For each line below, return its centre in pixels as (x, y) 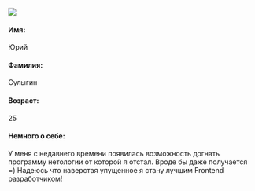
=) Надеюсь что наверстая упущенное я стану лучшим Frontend (116, 170)
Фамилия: (26, 65)
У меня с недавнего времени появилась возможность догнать (114, 153)
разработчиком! (35, 178)
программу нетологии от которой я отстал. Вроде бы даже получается (128, 162)
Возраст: (24, 101)
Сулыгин (23, 83)
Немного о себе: (37, 136)
